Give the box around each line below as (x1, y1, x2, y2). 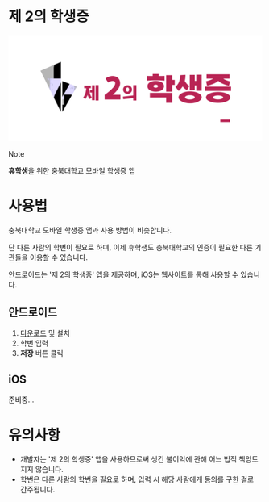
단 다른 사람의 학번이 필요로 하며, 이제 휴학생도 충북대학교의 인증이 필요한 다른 (8, 242, 254, 252)
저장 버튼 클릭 (19, 349, 64, 358)
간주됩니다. (19, 485, 56, 495)
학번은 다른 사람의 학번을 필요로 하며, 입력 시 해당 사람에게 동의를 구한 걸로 (19, 475, 255, 484)
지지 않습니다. (19, 465, 64, 475)
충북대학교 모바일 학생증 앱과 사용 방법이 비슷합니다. (8, 225, 172, 235)
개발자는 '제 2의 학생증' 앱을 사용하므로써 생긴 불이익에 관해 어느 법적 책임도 (19, 454, 259, 464)
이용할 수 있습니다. (29, 252, 89, 262)
